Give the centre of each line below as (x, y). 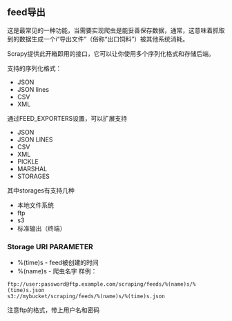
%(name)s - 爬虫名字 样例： (57, 271)
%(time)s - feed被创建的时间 (58, 263)
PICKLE (28, 162)
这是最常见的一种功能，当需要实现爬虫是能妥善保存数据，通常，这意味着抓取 (116, 30)
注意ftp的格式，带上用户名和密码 (54, 310)
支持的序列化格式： (35, 68)
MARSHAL (32, 168)
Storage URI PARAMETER (50, 246)
